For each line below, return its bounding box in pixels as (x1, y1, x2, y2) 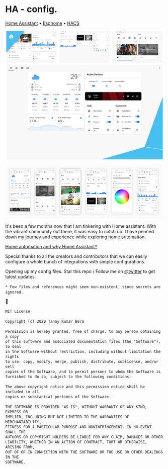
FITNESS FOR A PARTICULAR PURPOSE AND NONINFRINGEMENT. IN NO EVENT (5, 425, 152, 430)
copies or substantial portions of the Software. (5, 395, 112, 400)
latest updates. (5, 274, 36, 280)
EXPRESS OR (5, 410, 28, 415)
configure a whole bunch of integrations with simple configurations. (5, 259, 146, 265)
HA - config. (5, 4, 58, 15)
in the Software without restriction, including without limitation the (5, 349, 161, 354)
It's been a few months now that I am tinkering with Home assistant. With (5, 223, 156, 229)
